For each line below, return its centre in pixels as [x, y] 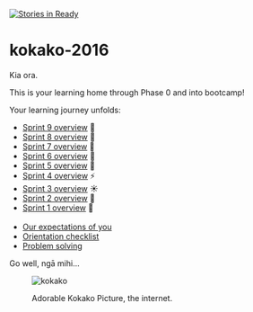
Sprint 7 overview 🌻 [58, 146]
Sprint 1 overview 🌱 [58, 208]
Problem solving [52, 245]
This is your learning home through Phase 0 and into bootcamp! [127, 92]
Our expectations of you [67, 227]
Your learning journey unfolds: [65, 110]
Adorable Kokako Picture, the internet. [102, 298]
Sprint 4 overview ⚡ [59, 175]
